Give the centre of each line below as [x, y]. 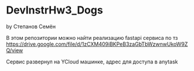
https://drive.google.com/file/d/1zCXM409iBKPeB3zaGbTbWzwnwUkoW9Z [97, 44]
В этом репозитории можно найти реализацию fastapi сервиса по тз [92, 38]
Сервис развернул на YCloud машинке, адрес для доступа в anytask [92, 62]
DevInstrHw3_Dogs [55, 10]
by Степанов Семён [31, 26]
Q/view [15, 50]
